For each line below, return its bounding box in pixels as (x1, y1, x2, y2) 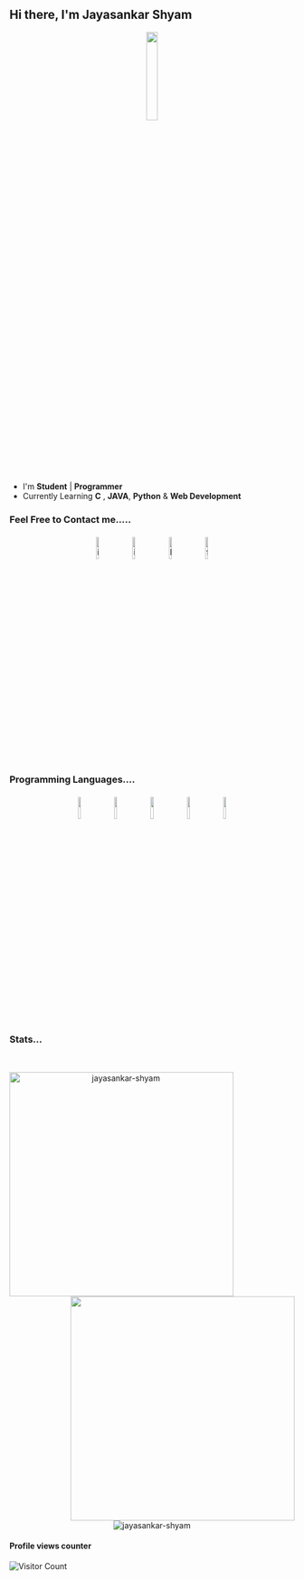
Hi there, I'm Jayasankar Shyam (9, 7, 193, 23)
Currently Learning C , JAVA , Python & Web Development (22, 490, 242, 501)
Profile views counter (9, 1540, 92, 1552)
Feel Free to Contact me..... (9, 513, 131, 525)
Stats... (9, 1033, 43, 1045)
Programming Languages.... (9, 774, 136, 786)
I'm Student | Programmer (22, 480, 123, 492)
